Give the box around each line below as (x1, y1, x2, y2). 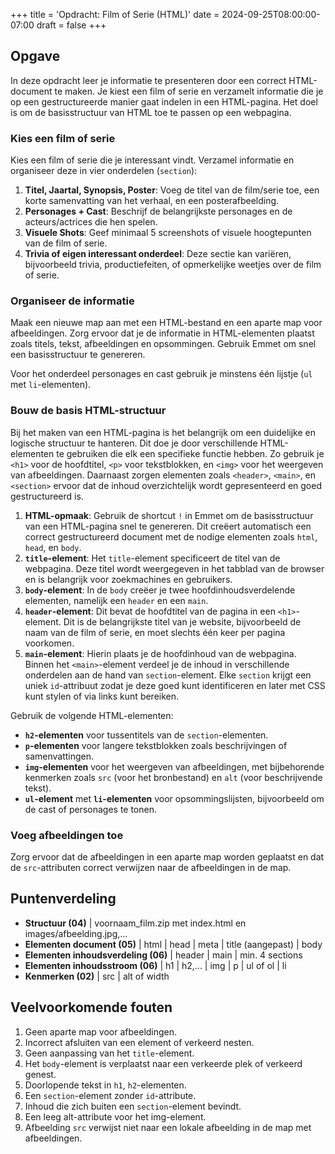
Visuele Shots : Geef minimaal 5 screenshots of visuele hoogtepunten (24, 227, 312, 239)
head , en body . (24, 541, 82, 553)
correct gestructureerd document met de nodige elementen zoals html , (24, 530, 318, 543)
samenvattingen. (24, 750, 95, 762)
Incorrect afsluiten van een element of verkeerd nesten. (24, 1036, 255, 1048)
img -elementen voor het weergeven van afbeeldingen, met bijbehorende (24, 760, 325, 773)
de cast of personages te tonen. (24, 803, 158, 815)
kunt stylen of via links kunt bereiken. (24, 690, 180, 702)
